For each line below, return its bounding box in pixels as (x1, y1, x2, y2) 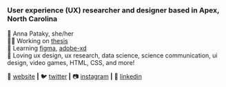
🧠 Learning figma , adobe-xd (7, 44, 88, 53)
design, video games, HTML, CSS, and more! (7, 59, 135, 67)
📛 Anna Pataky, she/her (7, 29, 74, 38)
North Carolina (7, 14, 58, 23)
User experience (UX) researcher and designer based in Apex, (7, 5, 220, 15)
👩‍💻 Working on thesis (7, 37, 68, 45)
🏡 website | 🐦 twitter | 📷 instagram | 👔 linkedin (7, 73, 143, 81)
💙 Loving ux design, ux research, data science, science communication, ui (7, 51, 218, 60)
